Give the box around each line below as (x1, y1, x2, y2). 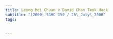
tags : (5, 17, 17, 22)
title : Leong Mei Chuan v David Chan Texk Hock (5, 7, 108, 13)
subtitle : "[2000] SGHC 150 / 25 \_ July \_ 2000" (5, 12, 106, 17)
